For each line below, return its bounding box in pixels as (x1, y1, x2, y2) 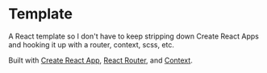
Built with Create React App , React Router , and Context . (8, 55, 194, 65)
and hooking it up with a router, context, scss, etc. (8, 39, 175, 49)
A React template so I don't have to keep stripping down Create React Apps (8, 31, 260, 41)
